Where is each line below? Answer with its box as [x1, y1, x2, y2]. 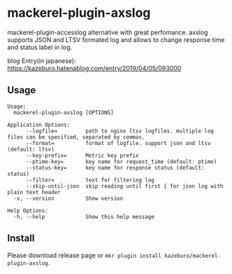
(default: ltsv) [7, 146, 55, 153]
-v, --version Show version [13, 195, 124, 202]
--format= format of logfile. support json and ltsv [25, 139, 211, 146]
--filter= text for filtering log [25, 177, 155, 184]
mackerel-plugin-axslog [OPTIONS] [13, 109, 114, 116]
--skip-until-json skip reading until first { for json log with [25, 182, 224, 190]
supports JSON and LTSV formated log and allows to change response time [7, 35, 225, 43]
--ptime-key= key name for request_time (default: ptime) [25, 158, 217, 165]
